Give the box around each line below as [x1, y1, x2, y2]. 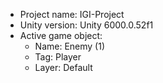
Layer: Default [34, 62, 93, 73]
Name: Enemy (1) [34, 40, 106, 52]
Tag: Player [34, 51, 82, 63]
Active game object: [19, 30, 103, 41]
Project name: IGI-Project [19, 9, 125, 20]
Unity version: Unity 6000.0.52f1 [19, 19, 154, 31]
